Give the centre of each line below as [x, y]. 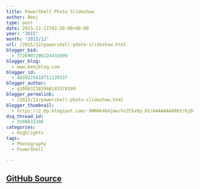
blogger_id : [21, 72]
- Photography [29, 144]
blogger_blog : [24, 61]
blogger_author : [26, 84]
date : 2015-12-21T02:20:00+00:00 [48, 28]
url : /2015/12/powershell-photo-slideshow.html [66, 45]
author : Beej [22, 17]
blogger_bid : [22, 50]
